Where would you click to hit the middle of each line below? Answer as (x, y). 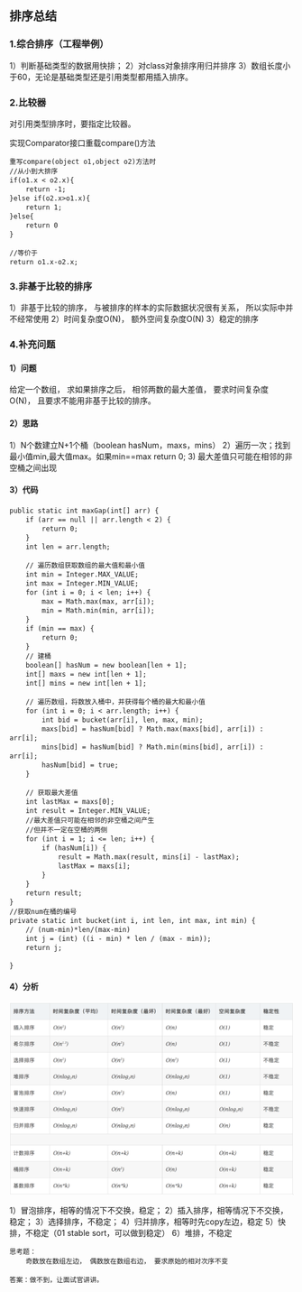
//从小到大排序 (34, 171)
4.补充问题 (32, 345)
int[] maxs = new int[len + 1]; (86, 674)
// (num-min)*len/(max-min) (78, 929)
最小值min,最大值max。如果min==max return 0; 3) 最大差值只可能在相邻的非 (151, 456)
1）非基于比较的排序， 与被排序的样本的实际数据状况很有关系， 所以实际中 (147, 308)
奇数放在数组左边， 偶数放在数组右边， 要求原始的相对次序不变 (127, 1261)
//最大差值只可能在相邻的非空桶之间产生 (90, 820)
